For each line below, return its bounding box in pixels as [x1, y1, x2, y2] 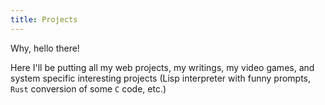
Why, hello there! [10, 42, 80, 54]
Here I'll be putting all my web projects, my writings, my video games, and [10, 61, 315, 73]
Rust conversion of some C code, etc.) [10, 82, 167, 95]
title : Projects [10, 14, 78, 25]
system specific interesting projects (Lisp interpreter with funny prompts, [10, 72, 312, 84]
